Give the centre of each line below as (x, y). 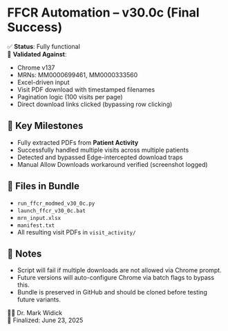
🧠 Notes (25, 253)
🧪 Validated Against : (37, 54)
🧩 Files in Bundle (43, 187)
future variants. (39, 300)
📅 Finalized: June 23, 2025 (45, 320)
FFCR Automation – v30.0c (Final (103, 13)
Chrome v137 (36, 68)
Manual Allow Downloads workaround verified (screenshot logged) (113, 164)
